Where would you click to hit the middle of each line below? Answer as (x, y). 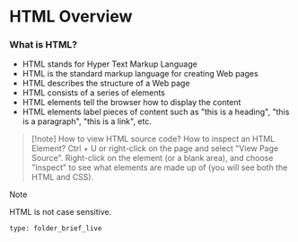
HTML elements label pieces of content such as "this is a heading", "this (156, 112)
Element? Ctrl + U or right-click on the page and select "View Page (155, 148)
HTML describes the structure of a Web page (106, 84)
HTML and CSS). (62, 177)
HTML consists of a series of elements (94, 93)
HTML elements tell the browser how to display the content (131, 103)
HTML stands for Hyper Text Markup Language (110, 64)
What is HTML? (44, 45)
